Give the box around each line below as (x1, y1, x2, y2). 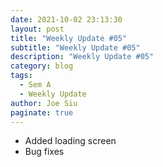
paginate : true (10, 107, 74, 118)
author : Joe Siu (10, 98, 78, 108)
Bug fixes (24, 146, 65, 158)
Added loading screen (24, 135, 117, 147)
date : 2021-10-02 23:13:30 (10, 14, 123, 25)
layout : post (10, 24, 65, 34)
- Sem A (19, 80, 52, 90)
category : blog (10, 61, 74, 71)
